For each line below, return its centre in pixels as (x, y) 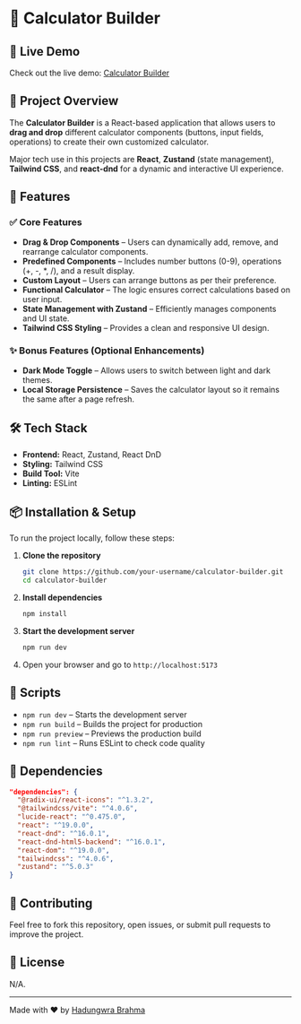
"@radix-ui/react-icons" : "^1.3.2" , (86, 800)
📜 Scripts (35, 693)
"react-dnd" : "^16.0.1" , (64, 833)
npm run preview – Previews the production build (112, 733)
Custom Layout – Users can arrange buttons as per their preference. (149, 280)
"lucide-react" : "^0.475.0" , (72, 817)
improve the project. (47, 934)
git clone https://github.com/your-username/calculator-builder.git (153, 572)
